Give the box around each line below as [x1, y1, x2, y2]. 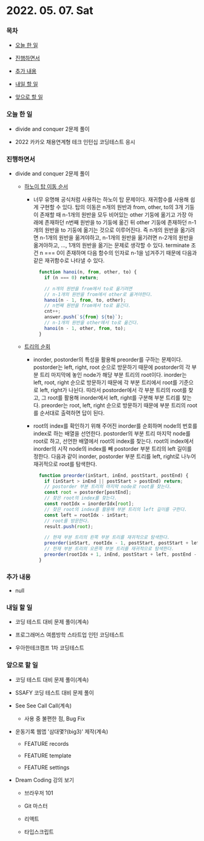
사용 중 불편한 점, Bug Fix [24, 715, 85, 722]
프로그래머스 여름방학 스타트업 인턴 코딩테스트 [15, 631, 124, 639]
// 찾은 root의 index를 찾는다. [44, 495, 117, 501]
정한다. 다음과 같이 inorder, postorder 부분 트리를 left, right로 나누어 [33, 453, 196, 460]
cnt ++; [44, 309, 61, 315]
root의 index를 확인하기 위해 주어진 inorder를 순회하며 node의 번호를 [33, 422, 198, 429]
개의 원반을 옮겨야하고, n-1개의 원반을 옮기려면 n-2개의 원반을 [47, 234, 194, 242]
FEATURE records [24, 740, 69, 747]
